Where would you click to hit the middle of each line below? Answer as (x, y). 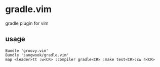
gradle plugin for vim (27, 23)
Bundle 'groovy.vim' (27, 51)
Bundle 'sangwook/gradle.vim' (37, 55)
